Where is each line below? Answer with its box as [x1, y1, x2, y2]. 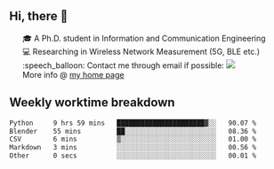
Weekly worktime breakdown [9, 95, 175, 111]
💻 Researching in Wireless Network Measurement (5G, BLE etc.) [21, 46, 261, 57]
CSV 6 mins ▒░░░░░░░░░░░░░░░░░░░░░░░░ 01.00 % [9, 134, 256, 144]
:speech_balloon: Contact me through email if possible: [21, 59, 225, 71]
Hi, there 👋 [9, 9, 68, 24]
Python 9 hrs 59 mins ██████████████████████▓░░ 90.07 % [9, 119, 256, 127]
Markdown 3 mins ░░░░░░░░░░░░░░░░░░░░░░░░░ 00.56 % [9, 143, 256, 152]
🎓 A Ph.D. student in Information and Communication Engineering [21, 33, 266, 43]
